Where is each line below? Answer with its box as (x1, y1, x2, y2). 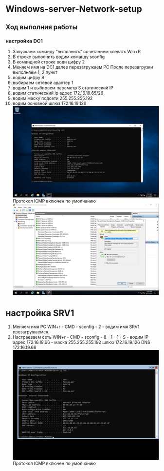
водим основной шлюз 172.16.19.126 (12, 100, 87, 106)
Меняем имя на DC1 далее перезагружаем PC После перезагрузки (12, 64, 153, 70)
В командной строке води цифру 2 (12, 59, 85, 64)
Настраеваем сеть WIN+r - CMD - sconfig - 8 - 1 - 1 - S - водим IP (12, 334, 149, 340)
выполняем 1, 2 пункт (12, 69, 57, 75)
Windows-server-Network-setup (5, 3, 143, 15)
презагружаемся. (12, 329, 50, 335)
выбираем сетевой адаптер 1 (12, 80, 73, 85)
